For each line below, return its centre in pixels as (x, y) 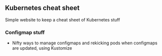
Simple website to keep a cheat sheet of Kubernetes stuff (63, 19)
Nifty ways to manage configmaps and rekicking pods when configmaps (85, 43)
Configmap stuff (25, 32)
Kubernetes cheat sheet (42, 8)
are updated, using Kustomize (42, 48)
